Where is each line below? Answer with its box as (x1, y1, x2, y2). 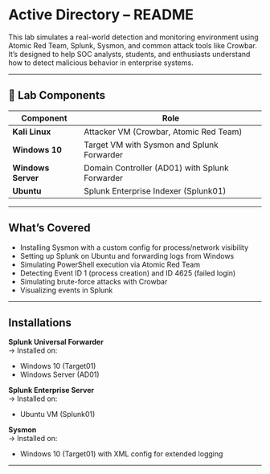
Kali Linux (12, 126, 51, 137)
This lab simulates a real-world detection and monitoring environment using (8, 32, 259, 42)
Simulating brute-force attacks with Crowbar (19, 276, 168, 286)
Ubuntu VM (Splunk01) (19, 410, 96, 419)
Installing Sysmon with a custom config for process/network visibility (19, 243, 249, 252)
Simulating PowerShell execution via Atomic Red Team (19, 259, 201, 269)
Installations (8, 316, 72, 329)
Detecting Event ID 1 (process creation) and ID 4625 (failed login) (19, 268, 236, 278)
